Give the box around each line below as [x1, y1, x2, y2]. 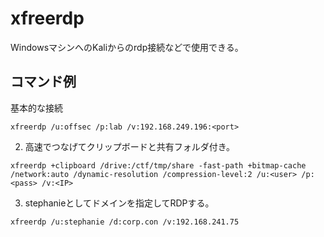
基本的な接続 [10, 102, 63, 114]
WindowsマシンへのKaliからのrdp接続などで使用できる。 [10, 41, 244, 53]
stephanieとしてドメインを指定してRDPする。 [24, 197, 215, 209]
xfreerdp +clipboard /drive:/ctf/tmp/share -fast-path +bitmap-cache [10, 160, 307, 171]
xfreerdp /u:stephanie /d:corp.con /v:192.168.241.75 [10, 217, 240, 227]
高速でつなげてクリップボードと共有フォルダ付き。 [24, 140, 236, 152]
